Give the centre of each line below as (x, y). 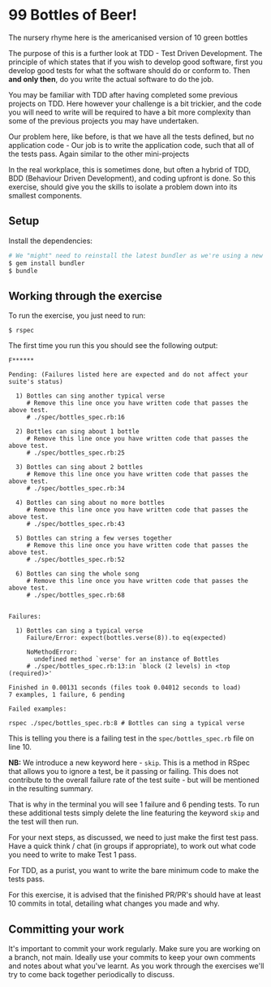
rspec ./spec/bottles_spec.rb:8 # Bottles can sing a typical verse (127, 724)
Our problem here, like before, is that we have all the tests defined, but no (131, 137)
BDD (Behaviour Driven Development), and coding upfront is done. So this (132, 178)
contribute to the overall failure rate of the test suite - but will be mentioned (134, 780)
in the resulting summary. (51, 789)
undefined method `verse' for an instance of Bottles (127, 659)
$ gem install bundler (47, 263)
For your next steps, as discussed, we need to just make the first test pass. (133, 837)
